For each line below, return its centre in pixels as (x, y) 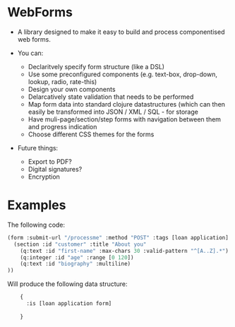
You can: (30, 53)
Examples (37, 205)
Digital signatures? (55, 169)
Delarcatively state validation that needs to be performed (111, 97)
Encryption (44, 177)
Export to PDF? (50, 161)
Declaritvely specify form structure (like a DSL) (96, 66)
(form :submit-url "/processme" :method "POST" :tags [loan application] (118, 237)
